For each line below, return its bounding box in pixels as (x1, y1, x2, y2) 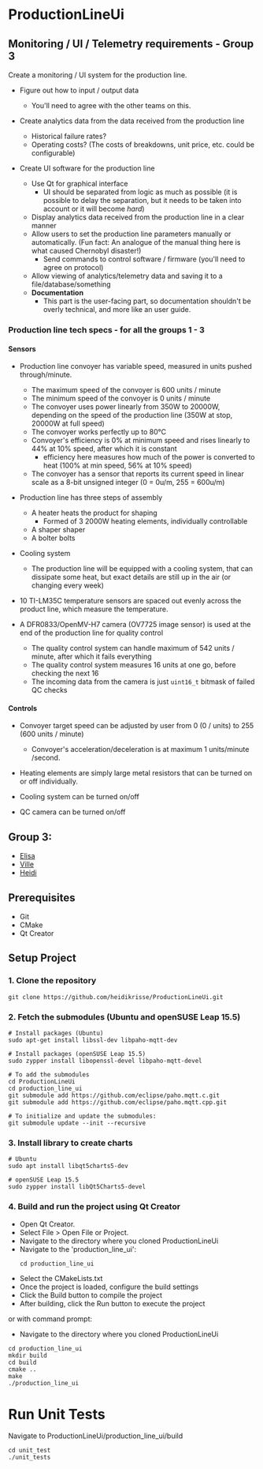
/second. (31, 753, 61, 763)
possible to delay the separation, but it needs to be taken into (43, 196, 242, 205)
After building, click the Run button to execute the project (19, 1298, 206, 1308)
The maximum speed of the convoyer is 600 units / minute (31, 385, 221, 395)
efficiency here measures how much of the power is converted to (43, 453, 256, 462)
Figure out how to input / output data (19, 85, 139, 95)
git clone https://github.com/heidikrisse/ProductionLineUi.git (8, 993, 224, 1001)
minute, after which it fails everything (31, 652, 152, 661)
